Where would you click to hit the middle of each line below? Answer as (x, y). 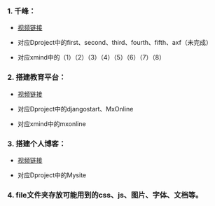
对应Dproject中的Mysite (52, 175)
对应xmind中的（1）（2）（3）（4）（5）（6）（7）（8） (91, 57)
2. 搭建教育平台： (37, 77)
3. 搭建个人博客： (37, 144)
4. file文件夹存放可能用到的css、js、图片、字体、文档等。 (105, 195)
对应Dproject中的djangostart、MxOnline (75, 109)
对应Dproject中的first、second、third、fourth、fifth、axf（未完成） (115, 43)
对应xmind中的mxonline (51, 123)
